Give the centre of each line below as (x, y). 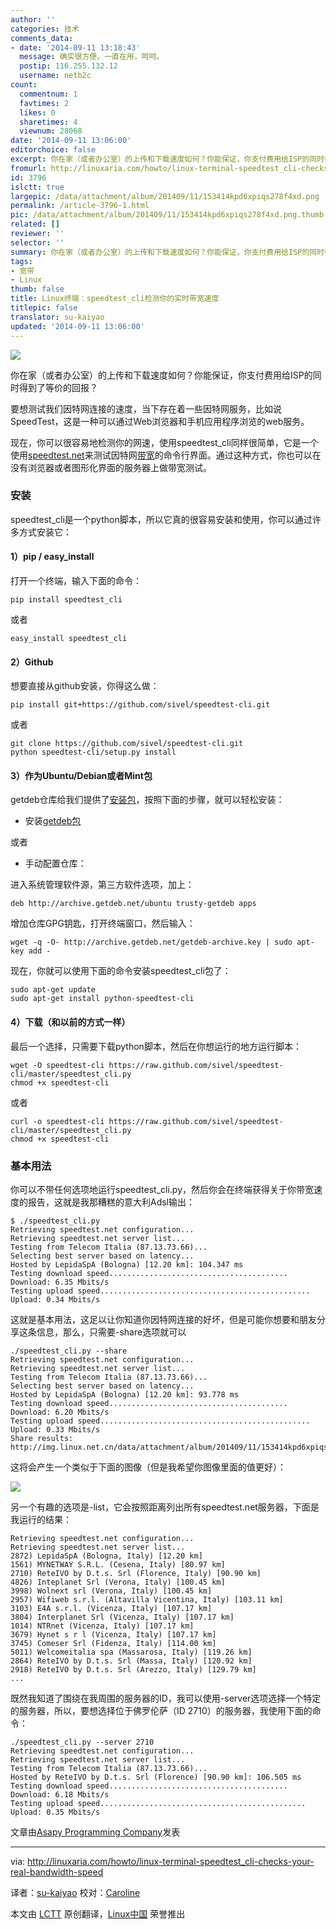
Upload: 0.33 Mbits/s (55, 1429)
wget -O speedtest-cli (57, 1065)
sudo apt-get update (53, 990)
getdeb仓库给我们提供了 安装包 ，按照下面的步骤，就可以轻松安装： (147, 800)
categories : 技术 (45, 29)
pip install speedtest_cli (66, 600)
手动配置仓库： (55, 863)
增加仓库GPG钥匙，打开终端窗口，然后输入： (103, 923)
